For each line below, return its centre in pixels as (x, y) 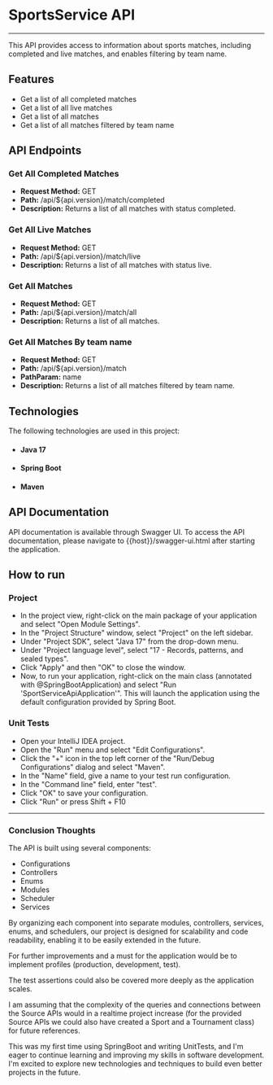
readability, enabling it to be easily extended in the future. (105, 940)
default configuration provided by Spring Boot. (98, 702)
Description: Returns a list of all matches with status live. (116, 265)
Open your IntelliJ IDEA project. (73, 741)
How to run (37, 575)
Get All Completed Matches (64, 174)
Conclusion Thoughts (52, 830)
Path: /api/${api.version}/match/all (78, 313)
